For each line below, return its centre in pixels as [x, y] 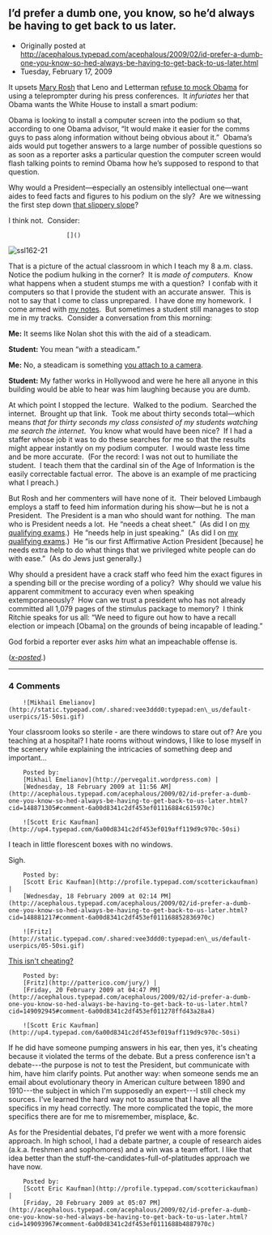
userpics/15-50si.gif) [47, 717]
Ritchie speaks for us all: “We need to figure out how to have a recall [122, 617]
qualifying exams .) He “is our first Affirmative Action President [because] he [136, 541]
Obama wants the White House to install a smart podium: [103, 104]
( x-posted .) [27, 657]
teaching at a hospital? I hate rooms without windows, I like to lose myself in [135, 740]
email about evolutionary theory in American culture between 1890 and [127, 1083]
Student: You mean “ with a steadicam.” [74, 349]
